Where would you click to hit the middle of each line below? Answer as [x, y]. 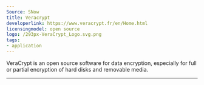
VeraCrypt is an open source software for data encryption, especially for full [101, 63]
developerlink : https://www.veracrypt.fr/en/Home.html [77, 23]
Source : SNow [23, 12]
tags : [13, 40]
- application [24, 46]
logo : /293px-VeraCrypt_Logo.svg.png [54, 35]
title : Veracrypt [28, 18]
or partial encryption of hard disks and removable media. [77, 69]
